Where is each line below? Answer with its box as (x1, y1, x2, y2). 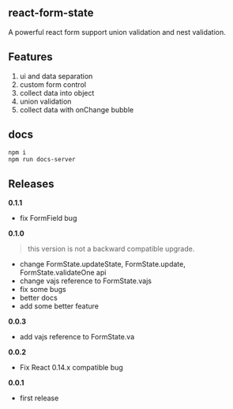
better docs (19, 293, 58, 303)
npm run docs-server (8, 156, 77, 164)
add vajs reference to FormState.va (19, 332, 135, 342)
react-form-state (8, 6, 94, 20)
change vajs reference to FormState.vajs (19, 276, 152, 286)
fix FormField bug (19, 214, 77, 223)
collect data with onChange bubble (19, 104, 134, 114)
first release (19, 393, 59, 403)
